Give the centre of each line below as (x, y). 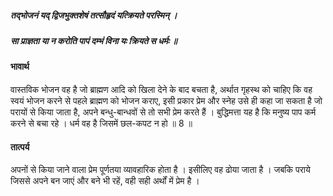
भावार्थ (20, 67)
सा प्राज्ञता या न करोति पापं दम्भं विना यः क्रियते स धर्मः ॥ (94, 40)
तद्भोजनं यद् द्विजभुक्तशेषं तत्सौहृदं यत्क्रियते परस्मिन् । (94, 15)
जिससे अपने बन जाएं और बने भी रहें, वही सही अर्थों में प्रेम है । (105, 181)
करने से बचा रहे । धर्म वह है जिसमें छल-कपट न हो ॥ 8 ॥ (101, 123)
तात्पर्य (20, 147)
